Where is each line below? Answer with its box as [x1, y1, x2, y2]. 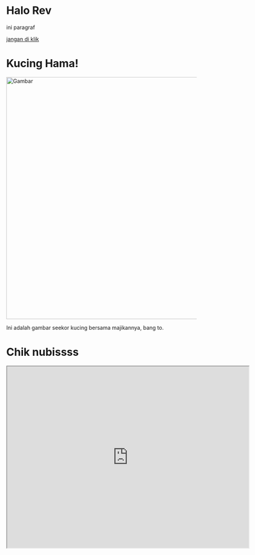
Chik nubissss [6, 346, 79, 359]
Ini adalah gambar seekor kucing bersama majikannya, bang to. [6, 324, 164, 331]
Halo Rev [6, 4, 52, 18]
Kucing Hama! [6, 57, 79, 70]
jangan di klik [6, 35, 39, 42]
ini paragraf [6, 24, 35, 31]
